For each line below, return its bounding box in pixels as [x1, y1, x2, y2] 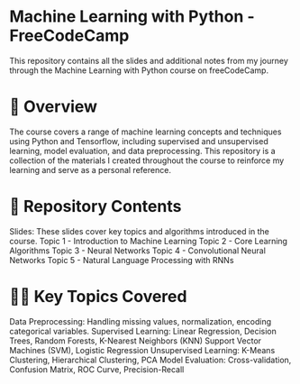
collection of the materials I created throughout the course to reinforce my [9, 155, 285, 166]
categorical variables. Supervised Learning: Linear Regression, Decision [9, 325, 277, 336]
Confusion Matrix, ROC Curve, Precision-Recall [9, 363, 185, 375]
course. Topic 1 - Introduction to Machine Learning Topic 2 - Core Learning [9, 235, 288, 246]
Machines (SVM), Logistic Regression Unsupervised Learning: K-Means [9, 344, 276, 355]
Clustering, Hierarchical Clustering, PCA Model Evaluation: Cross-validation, [9, 354, 292, 365]
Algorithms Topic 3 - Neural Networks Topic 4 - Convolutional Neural [9, 245, 266, 256]
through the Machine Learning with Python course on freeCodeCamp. [9, 65, 268, 76]
